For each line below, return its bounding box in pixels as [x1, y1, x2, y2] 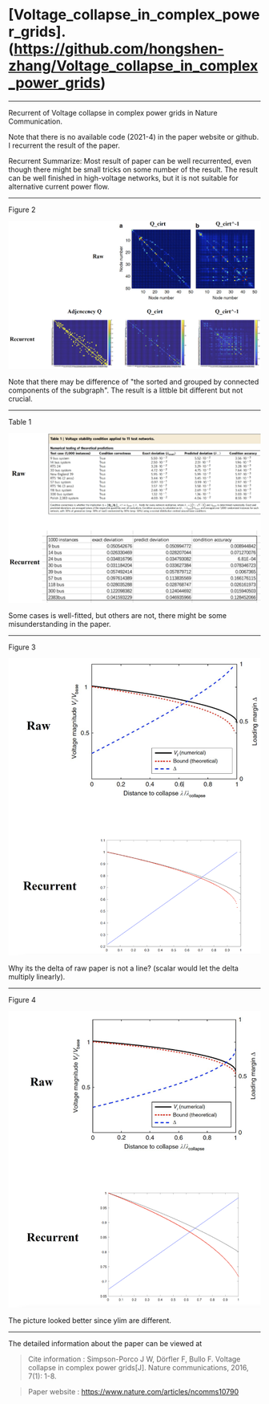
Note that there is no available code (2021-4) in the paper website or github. [8, 132, 259, 141]
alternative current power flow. [8, 181, 110, 191]
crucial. [8, 394, 34, 404]
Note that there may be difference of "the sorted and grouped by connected [8, 377, 259, 387]
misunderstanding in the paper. [8, 619, 111, 629]
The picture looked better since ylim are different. [8, 1316, 172, 1325]
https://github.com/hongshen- [14, 40, 224, 58]
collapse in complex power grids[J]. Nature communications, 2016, [27, 1363, 249, 1373]
